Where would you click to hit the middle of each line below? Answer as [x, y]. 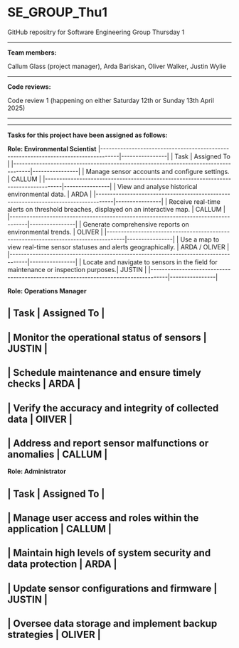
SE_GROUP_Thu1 [58, 12]
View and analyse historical [157, 186]
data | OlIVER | [40, 419]
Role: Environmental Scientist [52, 148]
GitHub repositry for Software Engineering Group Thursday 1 [96, 32]
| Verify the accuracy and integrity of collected [113, 408]
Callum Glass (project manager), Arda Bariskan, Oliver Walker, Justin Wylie [117, 66]
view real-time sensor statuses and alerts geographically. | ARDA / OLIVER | [118, 247]
